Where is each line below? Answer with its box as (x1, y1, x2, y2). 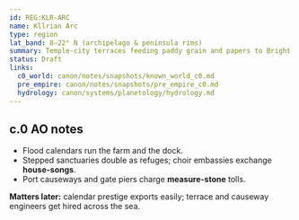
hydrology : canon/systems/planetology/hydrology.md (17, 88, 215, 97)
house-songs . (22, 164, 76, 175)
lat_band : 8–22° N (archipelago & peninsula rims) (9, 38, 203, 48)
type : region (9, 30, 58, 39)
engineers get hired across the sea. (9, 201, 141, 212)
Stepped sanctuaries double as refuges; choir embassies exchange (22, 154, 272, 166)
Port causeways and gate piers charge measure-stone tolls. (22, 174, 246, 185)
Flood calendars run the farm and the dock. (22, 145, 184, 156)
